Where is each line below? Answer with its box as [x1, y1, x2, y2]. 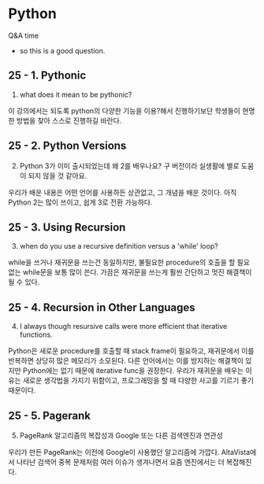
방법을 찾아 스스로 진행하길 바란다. [16, 116, 122, 125]
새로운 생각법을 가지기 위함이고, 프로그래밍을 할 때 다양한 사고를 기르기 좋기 [22, 375, 255, 386]
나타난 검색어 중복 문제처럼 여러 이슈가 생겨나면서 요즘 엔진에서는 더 [16, 457, 225, 467]
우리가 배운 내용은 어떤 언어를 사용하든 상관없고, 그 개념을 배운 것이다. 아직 [8, 187, 237, 197]
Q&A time [8, 31, 39, 40]
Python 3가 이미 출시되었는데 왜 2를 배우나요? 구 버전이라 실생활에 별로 [19, 161, 240, 170]
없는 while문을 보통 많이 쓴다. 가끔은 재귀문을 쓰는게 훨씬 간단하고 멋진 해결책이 [8, 268, 252, 277]
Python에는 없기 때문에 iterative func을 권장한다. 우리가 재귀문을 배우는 [22, 366, 244, 375]
